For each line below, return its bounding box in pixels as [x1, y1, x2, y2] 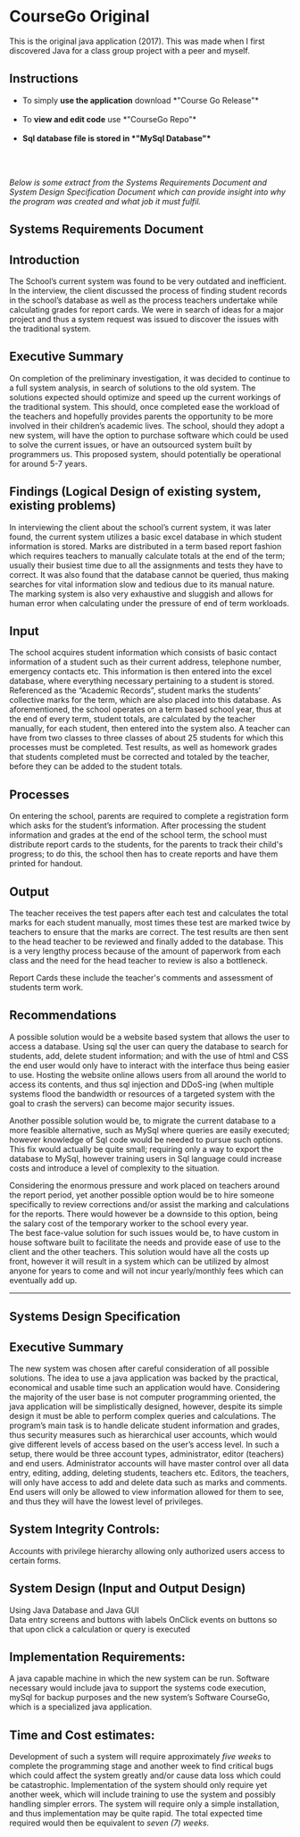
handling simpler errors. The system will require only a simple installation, [9, 1799, 279, 1809]
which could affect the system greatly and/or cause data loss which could [9, 1770, 281, 1781]
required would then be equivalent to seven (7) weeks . [9, 1817, 210, 1828]
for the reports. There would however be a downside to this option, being [9, 1208, 279, 1219]
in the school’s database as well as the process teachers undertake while [9, 295, 279, 305]
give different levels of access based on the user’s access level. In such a [9, 1440, 279, 1450]
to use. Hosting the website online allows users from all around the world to [9, 1069, 287, 1080]
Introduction [9, 252, 80, 267]
